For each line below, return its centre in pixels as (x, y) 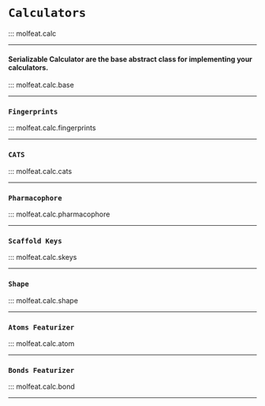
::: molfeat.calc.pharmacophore (59, 214)
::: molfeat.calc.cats (40, 171)
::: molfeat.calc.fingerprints (52, 128)
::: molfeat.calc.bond (41, 387)
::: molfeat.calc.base (41, 85)
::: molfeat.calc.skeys (43, 258)
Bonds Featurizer (41, 370)
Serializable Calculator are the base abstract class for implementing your (130, 59)
